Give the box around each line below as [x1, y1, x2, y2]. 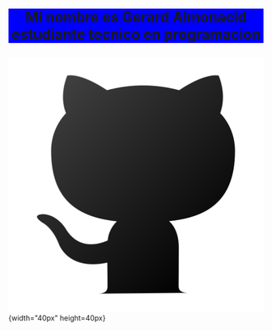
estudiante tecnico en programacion [11, 25, 261, 44]
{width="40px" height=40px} [8, 313, 106, 323]
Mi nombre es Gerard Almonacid [25, 8, 247, 27]
